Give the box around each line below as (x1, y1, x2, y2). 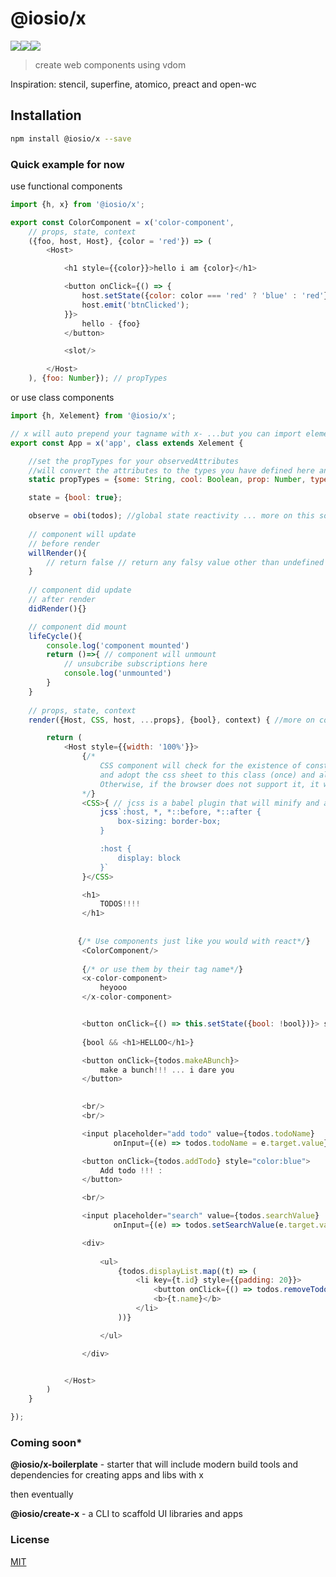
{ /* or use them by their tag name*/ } (81, 964, 244, 974)
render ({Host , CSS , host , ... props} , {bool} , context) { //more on (28, 715, 315, 725)
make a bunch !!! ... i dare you (99, 1065, 235, 1075)
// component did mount (28, 622, 128, 632)
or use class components (10, 392, 115, 404)
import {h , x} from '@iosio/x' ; (10, 199, 145, 209)
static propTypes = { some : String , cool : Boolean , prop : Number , (28, 475, 307, 485)
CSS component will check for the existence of (99, 761, 302, 771)
